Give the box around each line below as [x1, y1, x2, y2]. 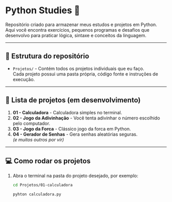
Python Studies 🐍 [5, 5, 80, 16]
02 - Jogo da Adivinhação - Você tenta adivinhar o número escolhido [12, 115, 160, 121]
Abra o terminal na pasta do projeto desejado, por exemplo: [12, 173, 138, 179]
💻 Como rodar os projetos [5, 157, 91, 165]
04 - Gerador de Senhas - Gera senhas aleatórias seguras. [12, 131, 138, 137]
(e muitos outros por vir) [12, 136, 64, 142]
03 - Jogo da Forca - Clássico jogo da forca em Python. [12, 125, 131, 132]
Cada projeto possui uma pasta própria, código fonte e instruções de [12, 71, 159, 77]
